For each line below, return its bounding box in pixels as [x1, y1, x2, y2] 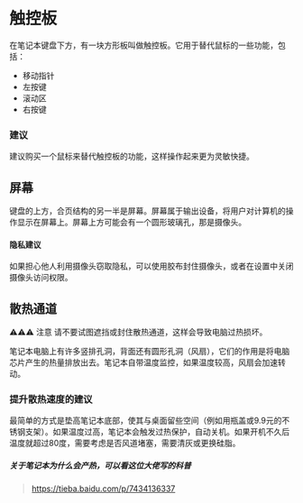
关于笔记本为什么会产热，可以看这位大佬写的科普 [9, 460, 191, 471]
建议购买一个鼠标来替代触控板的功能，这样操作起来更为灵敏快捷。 [9, 151, 254, 162]
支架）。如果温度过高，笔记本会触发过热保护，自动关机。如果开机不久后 [24, 426, 290, 437]
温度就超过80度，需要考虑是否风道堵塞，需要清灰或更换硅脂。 [9, 438, 241, 449]
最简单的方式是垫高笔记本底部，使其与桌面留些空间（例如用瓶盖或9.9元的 [9, 416, 282, 426]
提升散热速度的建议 [9, 393, 93, 406]
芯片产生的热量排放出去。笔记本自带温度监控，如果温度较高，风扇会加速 [9, 357, 278, 368]
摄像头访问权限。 [9, 272, 73, 283]
